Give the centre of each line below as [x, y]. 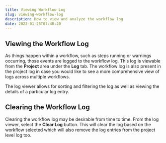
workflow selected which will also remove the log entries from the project [80, 130]
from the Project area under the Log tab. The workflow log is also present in [83, 66]
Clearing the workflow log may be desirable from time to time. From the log [82, 119]
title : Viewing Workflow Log [35, 10]
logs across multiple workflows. [38, 77]
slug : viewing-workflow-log [34, 14]
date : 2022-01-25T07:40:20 [33, 24]
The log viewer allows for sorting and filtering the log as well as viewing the [83, 86]
